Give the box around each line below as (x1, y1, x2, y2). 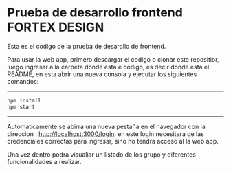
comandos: (7, 77, 39, 85)
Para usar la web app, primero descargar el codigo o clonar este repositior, (7, 55, 219, 63)
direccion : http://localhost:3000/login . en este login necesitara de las (7, 129, 205, 138)
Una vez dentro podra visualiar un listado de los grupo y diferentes (7, 150, 196, 159)
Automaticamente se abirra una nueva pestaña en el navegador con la (7, 122, 206, 130)
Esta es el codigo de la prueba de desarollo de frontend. (7, 42, 166, 50)
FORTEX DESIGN (7, 19, 104, 35)
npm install (7, 97, 41, 104)
